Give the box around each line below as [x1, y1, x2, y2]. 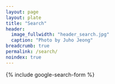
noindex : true [5, 54, 42, 60]
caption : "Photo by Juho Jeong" [11, 37, 94, 43]
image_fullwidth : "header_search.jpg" [11, 32, 110, 38]
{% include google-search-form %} [5, 71, 95, 78]
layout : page [5, 9, 39, 15]
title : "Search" [5, 20, 47, 26]
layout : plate [5, 15, 42, 21]
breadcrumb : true [5, 43, 50, 49]
